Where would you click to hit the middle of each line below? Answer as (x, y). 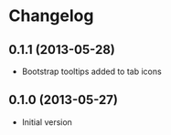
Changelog (51, 16)
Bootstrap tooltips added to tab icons (91, 71)
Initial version (47, 122)
